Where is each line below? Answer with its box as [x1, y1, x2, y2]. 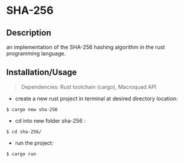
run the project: [14, 139, 54, 146]
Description [6, 28, 51, 38]
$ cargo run [6, 151, 36, 157]
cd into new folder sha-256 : [14, 117, 86, 124]
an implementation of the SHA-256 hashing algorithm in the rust [6, 43, 165, 51]
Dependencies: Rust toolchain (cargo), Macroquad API [21, 83, 157, 90]
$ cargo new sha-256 [6, 106, 59, 112]
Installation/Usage [6, 67, 77, 78]
